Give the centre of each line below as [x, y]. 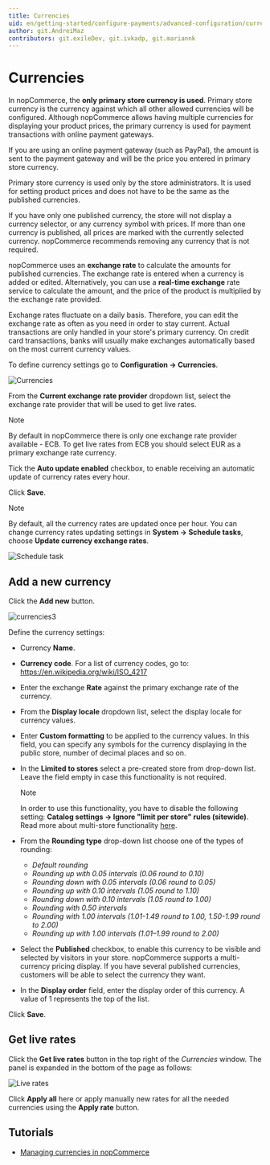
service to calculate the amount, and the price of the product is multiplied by [135, 291]
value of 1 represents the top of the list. [85, 999]
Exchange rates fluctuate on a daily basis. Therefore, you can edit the [123, 315]
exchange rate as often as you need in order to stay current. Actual [119, 323]
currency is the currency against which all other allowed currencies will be [131, 109]
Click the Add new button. [51, 601]
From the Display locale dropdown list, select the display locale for [131, 712]
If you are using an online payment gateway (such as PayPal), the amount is [134, 150]
